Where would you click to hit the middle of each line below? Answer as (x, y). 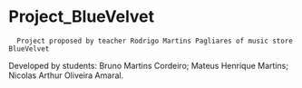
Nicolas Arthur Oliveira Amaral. (66, 75)
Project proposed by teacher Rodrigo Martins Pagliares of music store (155, 41)
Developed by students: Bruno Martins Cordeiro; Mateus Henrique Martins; (149, 65)
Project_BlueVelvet (82, 17)
